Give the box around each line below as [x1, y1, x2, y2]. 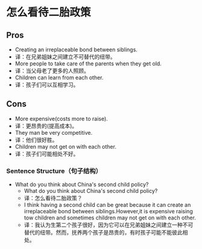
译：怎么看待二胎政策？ [24, 195, 83, 202]
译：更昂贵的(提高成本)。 [14, 122, 78, 129]
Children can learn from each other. [14, 74, 104, 81]
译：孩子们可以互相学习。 [14, 81, 79, 88]
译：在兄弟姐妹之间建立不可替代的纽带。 [14, 53, 116, 60]
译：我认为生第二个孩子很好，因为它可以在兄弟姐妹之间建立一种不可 [24, 221, 194, 228]
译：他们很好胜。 [14, 136, 58, 143]
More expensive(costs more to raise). [14, 115, 109, 122]
